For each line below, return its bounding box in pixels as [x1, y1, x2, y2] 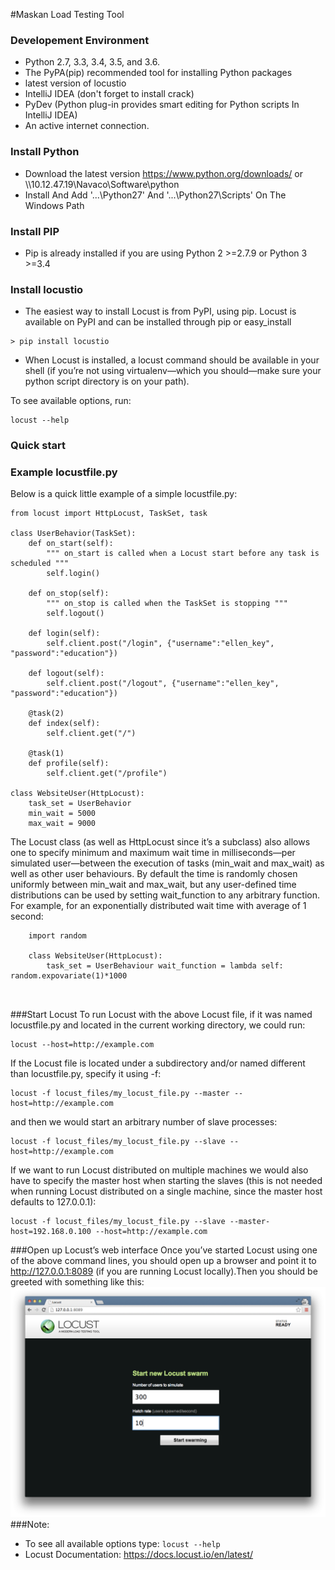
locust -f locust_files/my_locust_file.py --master [10, 1089, 230, 1099]
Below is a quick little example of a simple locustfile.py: [10, 488, 238, 500]
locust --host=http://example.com [10, 1040, 155, 1050]
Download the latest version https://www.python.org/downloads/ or [24, 167, 303, 179]
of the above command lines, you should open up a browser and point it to [10, 1255, 317, 1267]
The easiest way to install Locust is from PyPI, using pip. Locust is [24, 305, 297, 318]
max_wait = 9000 [28, 819, 97, 829]
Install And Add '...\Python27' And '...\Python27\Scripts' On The [24, 189, 287, 201]
